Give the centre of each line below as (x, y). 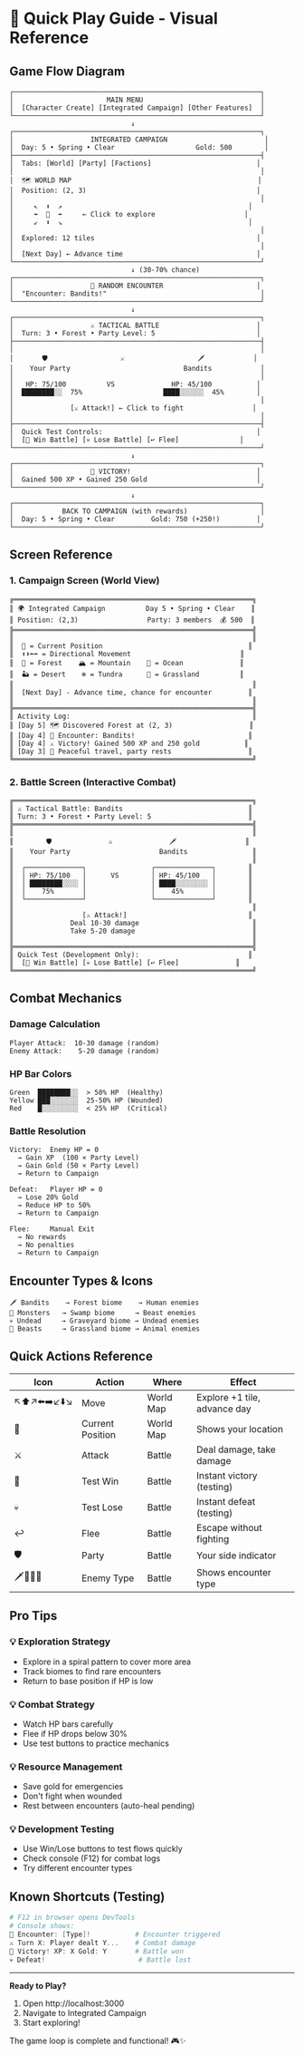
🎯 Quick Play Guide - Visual (114, 19)
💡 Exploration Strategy (60, 1642)
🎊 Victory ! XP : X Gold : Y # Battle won (96, 1951)
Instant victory (227, 1475)
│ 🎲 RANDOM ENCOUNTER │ (135, 286)
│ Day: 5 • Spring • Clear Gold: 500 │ (139, 148)
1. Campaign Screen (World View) (85, 581)
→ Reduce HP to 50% (54, 1206)
